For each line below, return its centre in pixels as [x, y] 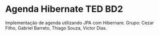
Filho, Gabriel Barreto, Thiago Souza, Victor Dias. [56, 28]
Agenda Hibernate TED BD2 [64, 9]
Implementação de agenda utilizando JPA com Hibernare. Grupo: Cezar [79, 23]
